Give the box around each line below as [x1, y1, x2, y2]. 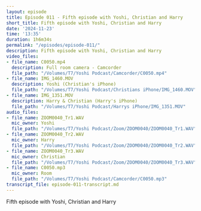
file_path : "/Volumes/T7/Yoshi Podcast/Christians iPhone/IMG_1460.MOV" [11, 87, 197, 93]
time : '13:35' [6, 31, 42, 37]
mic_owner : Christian [11, 153, 66, 159]
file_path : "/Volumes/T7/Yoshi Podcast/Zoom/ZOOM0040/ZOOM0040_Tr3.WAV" [11, 159, 197, 165]
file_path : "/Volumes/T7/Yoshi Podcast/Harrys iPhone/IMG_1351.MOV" [11, 103, 186, 110]
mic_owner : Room [11, 170, 52, 177]
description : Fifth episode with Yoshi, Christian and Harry [6, 48, 162, 54]
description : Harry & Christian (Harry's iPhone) [11, 98, 138, 104]
